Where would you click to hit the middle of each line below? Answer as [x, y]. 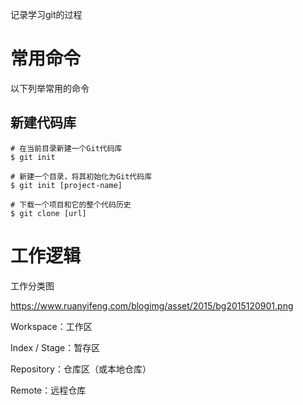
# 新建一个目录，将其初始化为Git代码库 [81, 176]
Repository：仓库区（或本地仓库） [81, 369]
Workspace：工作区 [51, 326]
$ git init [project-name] [66, 185]
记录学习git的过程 [46, 14]
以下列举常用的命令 [50, 88]
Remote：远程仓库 [48, 390]
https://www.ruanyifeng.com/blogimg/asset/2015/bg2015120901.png [152, 305]
